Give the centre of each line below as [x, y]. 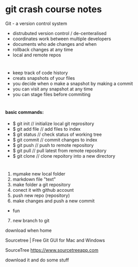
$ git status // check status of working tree [57, 134]
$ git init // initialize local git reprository [53, 124]
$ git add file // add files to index [47, 129]
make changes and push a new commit [54, 201]
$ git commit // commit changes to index [55, 140]
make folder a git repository [42, 185]
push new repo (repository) [41, 196]
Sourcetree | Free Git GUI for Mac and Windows [55, 241]
